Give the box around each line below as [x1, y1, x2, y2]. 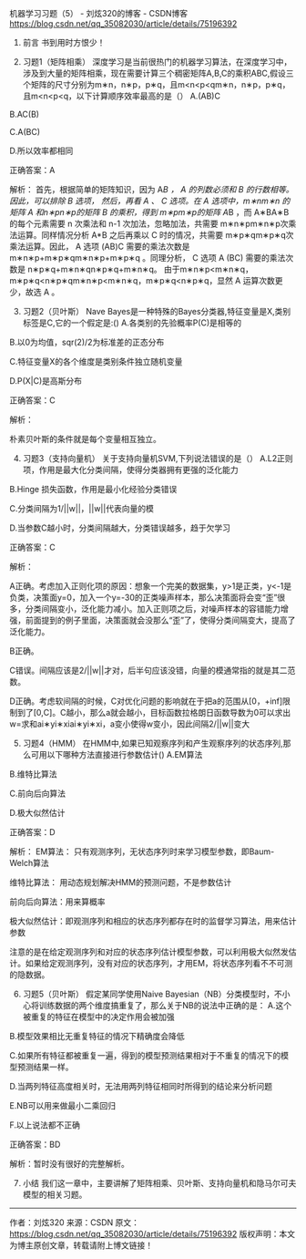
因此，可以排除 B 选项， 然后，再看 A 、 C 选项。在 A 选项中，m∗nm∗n [9, 195, 280, 206]
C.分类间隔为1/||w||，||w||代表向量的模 [9, 503, 155, 513]
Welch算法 [9, 858, 49, 868]
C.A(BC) [9, 127, 41, 137]
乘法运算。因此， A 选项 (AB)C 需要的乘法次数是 [9, 241, 190, 252]
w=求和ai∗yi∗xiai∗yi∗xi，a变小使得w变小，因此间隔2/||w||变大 [9, 718, 250, 729]
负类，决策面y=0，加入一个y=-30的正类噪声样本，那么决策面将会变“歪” [9, 592, 278, 603]
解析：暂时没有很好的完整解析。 [9, 1159, 129, 1169]
